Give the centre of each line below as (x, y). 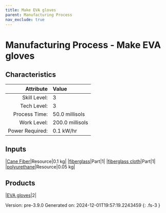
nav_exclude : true (25, 19)
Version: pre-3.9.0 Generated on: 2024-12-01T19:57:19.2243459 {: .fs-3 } (83, 205)
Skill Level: (35, 98)
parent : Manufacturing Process (39, 15)
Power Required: (28, 131)
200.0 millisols (70, 122)
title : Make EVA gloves (31, 10)
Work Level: (33, 122)
